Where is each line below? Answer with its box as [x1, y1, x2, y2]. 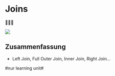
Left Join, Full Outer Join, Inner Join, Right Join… [12, 56, 111, 61]
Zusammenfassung [5, 43, 66, 51]
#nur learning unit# [5, 65, 44, 71]
